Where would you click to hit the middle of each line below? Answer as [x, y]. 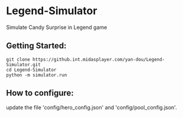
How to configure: [40, 93]
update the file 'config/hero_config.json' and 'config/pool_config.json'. [91, 107]
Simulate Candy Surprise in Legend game [57, 27]
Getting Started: [36, 46]
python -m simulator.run [37, 75]
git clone [18, 59]
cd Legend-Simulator [32, 70]
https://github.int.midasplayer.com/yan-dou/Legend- [99, 59]
